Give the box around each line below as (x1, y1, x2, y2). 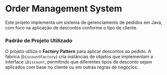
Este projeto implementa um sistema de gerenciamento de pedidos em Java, (5, 19, 163, 25)
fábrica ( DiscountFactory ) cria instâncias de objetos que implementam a (5, 54, 154, 60)
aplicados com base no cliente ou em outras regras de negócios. (5, 64, 139, 70)
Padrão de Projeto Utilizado (5, 37, 73, 44)
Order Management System (5, 3, 122, 14)
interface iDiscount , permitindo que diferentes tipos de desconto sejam (5, 59, 152, 65)
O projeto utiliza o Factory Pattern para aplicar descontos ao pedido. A (5, 48, 151, 55)
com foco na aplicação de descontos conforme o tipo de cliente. (5, 24, 138, 30)
